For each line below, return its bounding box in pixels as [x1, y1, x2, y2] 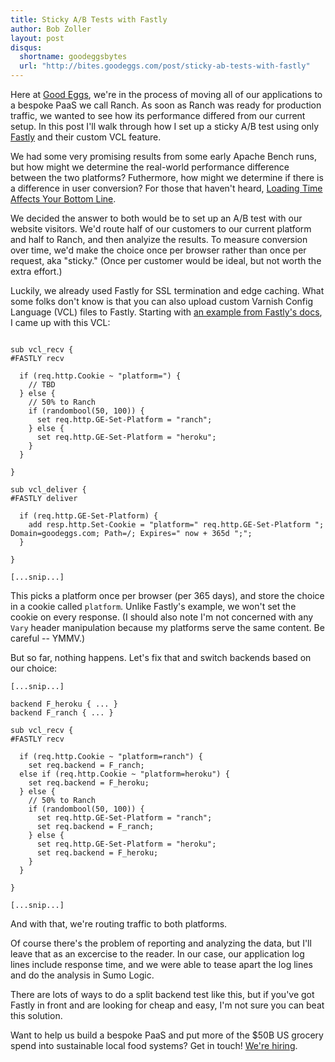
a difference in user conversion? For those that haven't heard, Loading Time [10, 182, 323, 194]
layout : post [10, 33, 65, 43]
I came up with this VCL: [10, 317, 111, 328]
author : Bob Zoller [10, 24, 92, 34]
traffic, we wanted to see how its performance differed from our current [10, 110, 306, 121]
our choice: [10, 662, 58, 674]
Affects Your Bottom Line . [10, 193, 117, 205]
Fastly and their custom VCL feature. [10, 131, 162, 143]
